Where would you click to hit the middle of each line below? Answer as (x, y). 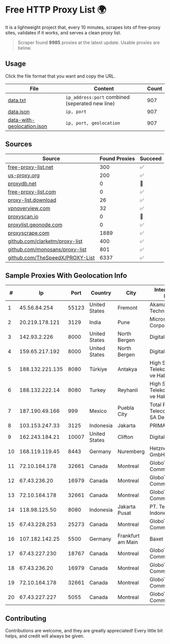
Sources (19, 144)
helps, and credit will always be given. (45, 636)
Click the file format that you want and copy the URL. (60, 76)
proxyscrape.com (29, 233)
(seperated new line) (90, 103)
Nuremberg (131, 451)
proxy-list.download (32, 200)
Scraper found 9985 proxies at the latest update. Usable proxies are (89, 42)
